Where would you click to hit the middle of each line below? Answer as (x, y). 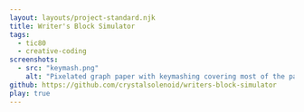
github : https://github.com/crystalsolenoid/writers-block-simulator (143, 85)
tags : (19, 34)
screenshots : (34, 60)
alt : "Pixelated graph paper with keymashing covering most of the (155, 77)
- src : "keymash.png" (58, 69)
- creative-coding (52, 51)
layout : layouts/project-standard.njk (82, 18)
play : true (30, 93)
